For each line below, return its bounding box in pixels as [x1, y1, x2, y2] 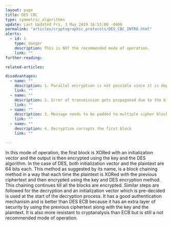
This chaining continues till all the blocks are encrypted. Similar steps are [5, 182, 160, 188]
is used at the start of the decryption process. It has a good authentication [5, 193, 162, 199]
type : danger [14, 41, 42, 46]
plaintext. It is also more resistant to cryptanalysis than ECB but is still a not [5, 209, 164, 215]
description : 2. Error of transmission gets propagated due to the [14, 97, 161, 102]
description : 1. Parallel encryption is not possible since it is [14, 83, 159, 89]
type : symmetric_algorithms [5, 17, 66, 22]
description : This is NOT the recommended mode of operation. [14, 46, 150, 51]
